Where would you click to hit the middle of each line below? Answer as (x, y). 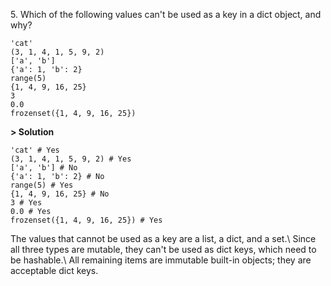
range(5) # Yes (42, 185)
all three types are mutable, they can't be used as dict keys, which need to (163, 249)
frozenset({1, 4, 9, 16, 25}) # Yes (86, 220)
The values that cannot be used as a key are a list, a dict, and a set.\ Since (163, 238)
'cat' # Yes (35, 150)
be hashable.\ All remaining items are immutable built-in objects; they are (161, 260)
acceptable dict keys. (54, 270)
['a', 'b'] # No (44, 168)
